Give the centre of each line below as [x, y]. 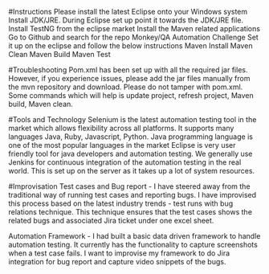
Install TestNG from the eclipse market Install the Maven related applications [134, 29]
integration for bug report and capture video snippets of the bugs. [117, 262]
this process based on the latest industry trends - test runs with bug [121, 203]
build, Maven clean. [41, 104]
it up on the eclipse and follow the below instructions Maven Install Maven [130, 46]
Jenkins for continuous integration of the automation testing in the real [125, 162]
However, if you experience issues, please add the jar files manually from [129, 78]
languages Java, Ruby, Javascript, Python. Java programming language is [130, 137]
